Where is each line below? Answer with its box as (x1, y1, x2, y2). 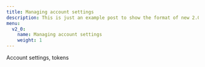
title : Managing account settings (6, 9, 95, 15)
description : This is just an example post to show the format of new (6, 15, 190, 21)
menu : (6, 20, 20, 26)
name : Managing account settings (17, 32, 103, 38)
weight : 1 (17, 37, 43, 43)
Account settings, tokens (6, 54, 69, 61)
